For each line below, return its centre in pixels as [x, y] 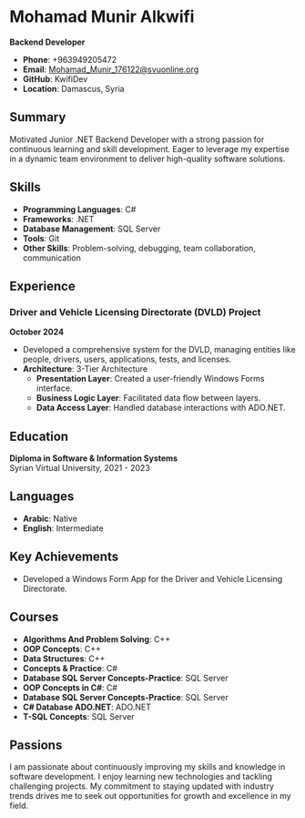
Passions [36, 745]
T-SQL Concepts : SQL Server [78, 716]
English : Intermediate [63, 528]
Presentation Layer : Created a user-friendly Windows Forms [150, 379]
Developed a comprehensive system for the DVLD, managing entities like [159, 350]
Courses [34, 617]
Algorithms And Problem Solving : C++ [97, 639]
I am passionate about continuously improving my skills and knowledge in [147, 767]
